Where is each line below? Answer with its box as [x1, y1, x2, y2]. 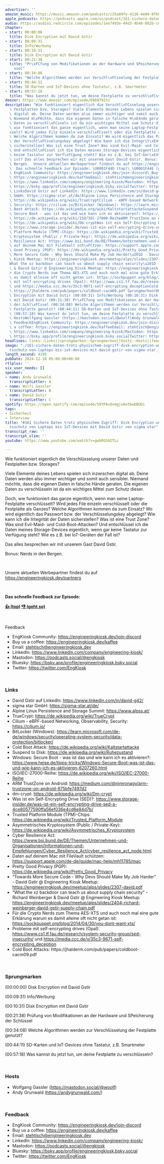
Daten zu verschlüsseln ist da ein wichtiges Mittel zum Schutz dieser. [5, 486, 144, 492]
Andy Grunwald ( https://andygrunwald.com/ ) [12, 1089, 103, 1095]
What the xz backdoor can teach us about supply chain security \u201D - [9, 261, 161, 266]
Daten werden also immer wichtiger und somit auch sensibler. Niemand [5, 475, 148, 481]
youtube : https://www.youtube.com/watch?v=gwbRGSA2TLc [5, 438, 119, 443]
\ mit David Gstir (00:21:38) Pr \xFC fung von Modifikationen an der [9, 297, 152, 303]
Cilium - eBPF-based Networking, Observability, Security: [12, 718, 128, 724]
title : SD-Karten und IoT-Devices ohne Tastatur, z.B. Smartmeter [9, 84, 147, 89]
